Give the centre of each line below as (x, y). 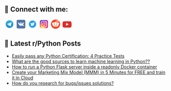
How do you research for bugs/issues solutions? (63, 83)
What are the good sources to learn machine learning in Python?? (81, 61)
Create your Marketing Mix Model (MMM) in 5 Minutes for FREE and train (89, 72)
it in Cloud (23, 78)
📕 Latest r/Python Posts (43, 44)
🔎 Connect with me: (36, 9)
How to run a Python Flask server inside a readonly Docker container (84, 66)
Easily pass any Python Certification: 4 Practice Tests (68, 56)
